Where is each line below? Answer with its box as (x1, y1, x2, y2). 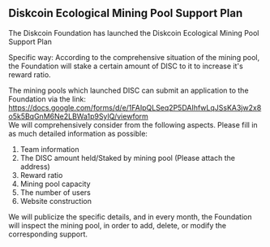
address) (19, 162, 50, 171)
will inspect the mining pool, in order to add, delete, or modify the (8, 220, 227, 230)
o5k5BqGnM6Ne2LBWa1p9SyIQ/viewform (8, 111, 148, 121)
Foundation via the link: (8, 93, 87, 104)
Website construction (19, 196, 92, 206)
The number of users (19, 187, 91, 197)
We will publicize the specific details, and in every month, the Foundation (8, 211, 252, 222)
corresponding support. (8, 229, 88, 239)
